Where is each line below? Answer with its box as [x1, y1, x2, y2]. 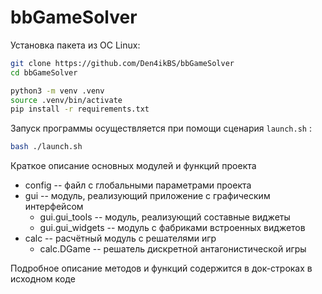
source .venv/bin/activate [10, 95, 123, 105]
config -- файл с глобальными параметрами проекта [24, 179, 252, 191]
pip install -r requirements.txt [10, 104, 150, 115]
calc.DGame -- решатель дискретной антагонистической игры [39, 243, 307, 255]
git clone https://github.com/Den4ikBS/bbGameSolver [10, 58, 235, 68]
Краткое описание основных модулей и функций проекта [10, 160, 257, 172]
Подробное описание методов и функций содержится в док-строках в [10, 262, 313, 275]
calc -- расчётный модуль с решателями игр [24, 232, 217, 245]
